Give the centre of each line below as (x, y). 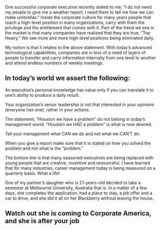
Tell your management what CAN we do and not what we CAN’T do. (73, 134)
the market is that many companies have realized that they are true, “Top (78, 33)
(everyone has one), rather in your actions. (48, 109)
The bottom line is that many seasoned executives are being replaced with (79, 158)
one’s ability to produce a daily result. (42, 95)
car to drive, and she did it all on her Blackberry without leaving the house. (80, 198)
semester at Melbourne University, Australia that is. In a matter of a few (76, 188)
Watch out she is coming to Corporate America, (78, 213)
